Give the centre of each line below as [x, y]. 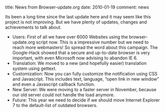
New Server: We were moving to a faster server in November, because [84, 89]
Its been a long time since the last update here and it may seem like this [78, 17]
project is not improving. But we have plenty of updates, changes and [76, 22]
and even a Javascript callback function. [54, 84]
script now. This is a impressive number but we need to [92, 42]
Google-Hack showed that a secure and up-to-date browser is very [81, 53]
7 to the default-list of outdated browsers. [55, 105]
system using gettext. [34, 68]
